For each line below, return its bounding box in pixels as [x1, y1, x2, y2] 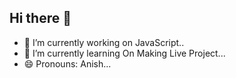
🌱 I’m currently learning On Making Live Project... [23, 47, 226, 59]
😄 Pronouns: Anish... [23, 57, 112, 70]
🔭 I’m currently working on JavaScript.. [23, 36, 185, 48]
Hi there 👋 [9, 10, 72, 27]
